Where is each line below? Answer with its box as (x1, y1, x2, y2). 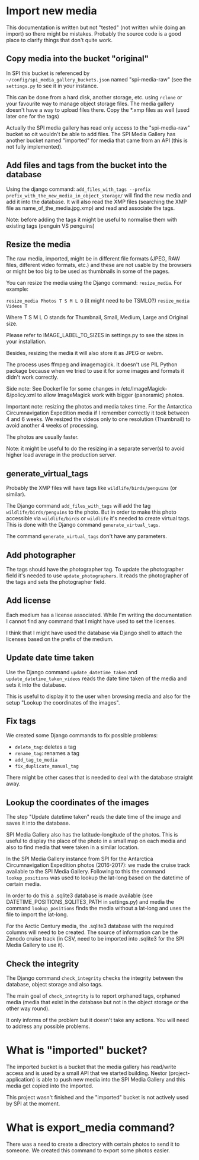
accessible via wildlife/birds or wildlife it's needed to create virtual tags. (6, 515, 191, 522)
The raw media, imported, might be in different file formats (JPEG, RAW (6, 255, 181, 262)
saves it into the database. (6, 819, 70, 827)
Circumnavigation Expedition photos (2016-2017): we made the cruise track (6, 862, 190, 869)
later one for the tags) (6, 112, 59, 120)
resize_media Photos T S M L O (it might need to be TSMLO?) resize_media (6, 297, 190, 304)
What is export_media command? (6, 1121, 175, 1134)
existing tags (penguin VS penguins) (6, 222, 95, 230)
